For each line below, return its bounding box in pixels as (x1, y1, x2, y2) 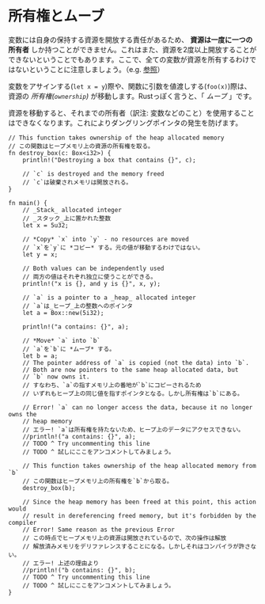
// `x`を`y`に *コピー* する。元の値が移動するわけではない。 (22, 243, 204, 252)
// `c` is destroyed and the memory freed (22, 169, 165, 178)
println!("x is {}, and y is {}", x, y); (22, 279, 161, 287)
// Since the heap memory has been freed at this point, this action (22, 498, 257, 506)
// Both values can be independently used (22, 264, 165, 272)
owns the (8, 410, 37, 418)
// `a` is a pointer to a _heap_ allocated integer (22, 294, 196, 302)
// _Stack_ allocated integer (22, 206, 123, 214)
